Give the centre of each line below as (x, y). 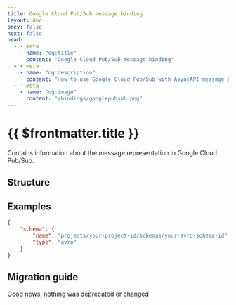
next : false (25, 33)
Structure (29, 182)
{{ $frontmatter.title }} (73, 134)
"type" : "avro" (55, 242)
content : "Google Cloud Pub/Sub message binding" (100, 60)
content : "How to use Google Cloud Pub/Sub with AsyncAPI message (125, 79)
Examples (29, 206)
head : (15, 40)
